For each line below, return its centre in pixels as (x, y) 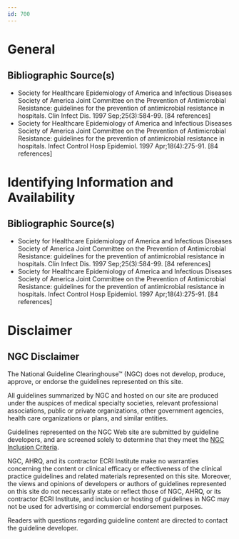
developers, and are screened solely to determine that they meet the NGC (116, 439)
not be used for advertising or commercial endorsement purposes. (105, 506)
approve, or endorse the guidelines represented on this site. (95, 381)
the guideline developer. (43, 528)
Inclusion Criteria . (33, 447)
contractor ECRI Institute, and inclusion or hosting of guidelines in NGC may (118, 499)
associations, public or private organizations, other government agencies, (116, 410)
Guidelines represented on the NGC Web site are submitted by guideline (113, 432)
